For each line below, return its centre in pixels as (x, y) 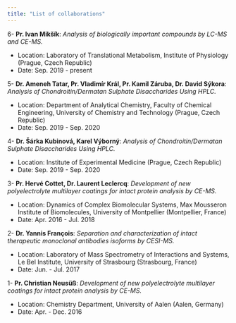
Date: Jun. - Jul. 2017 (48, 269)
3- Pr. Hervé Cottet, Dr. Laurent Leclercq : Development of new (99, 183)
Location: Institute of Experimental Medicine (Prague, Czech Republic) (119, 162)
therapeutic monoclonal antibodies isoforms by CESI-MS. (91, 240)
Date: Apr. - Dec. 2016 (50, 312)
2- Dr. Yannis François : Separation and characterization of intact (102, 233)
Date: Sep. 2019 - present (55, 70)
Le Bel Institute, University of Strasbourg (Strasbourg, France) (107, 262)
